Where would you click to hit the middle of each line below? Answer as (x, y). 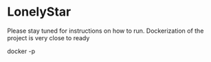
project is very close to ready (48, 37)
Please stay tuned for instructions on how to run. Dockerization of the (105, 31)
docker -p (21, 51)
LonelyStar (39, 12)
